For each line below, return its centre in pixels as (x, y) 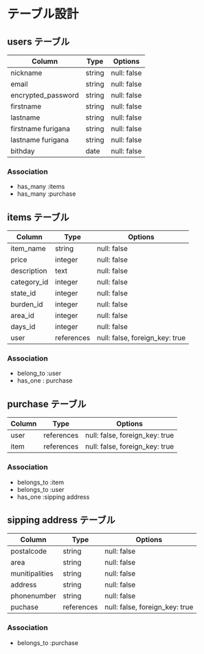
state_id (23, 293)
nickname (26, 73)
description (29, 271)
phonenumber (33, 596)
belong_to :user (39, 373)
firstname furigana (41, 129)
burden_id (27, 304)
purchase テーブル (47, 404)
